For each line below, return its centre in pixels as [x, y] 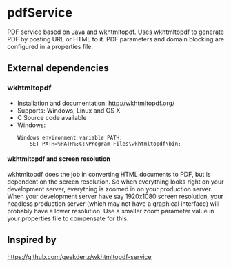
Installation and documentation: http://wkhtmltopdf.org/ [96, 103]
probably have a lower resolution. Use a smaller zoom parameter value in [111, 211]
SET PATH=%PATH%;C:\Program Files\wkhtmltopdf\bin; [106, 144]
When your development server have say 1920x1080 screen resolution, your [115, 196]
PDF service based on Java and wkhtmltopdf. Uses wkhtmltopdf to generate [115, 32]
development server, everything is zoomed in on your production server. [110, 189]
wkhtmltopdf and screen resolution [59, 159]
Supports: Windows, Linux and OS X [69, 110]
